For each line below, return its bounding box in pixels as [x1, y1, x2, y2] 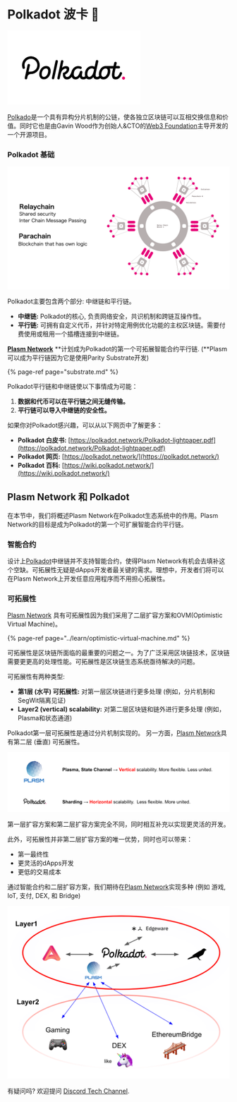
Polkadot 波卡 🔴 [7, 6, 99, 23]
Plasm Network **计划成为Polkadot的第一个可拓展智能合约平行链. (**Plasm [7, 344, 228, 353]
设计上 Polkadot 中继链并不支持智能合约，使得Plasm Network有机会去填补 [7, 557, 219, 565]
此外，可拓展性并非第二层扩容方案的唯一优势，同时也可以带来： [7, 835, 193, 843]
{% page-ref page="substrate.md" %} [7, 368, 119, 376]
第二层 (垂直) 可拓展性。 [13, 738, 84, 746]
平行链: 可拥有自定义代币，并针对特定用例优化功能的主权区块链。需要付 [17, 320, 226, 329]
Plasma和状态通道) [17, 714, 73, 722]
